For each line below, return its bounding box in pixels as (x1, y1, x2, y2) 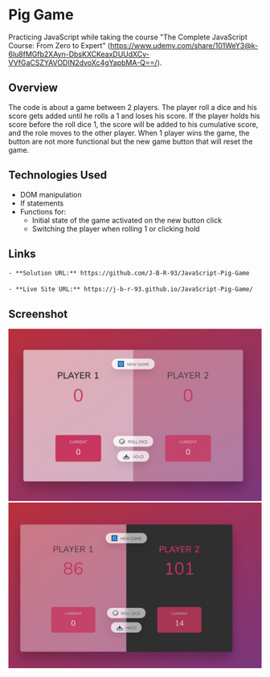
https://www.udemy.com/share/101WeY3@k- (109, 40, 259, 50)
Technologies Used (8, 169, 107, 182)
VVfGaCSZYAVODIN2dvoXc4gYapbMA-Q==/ (8, 58, 158, 67)
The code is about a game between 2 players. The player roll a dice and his (8, 102, 257, 112)
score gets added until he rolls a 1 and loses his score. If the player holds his (8, 111, 261, 120)
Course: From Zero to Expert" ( (8, 40, 111, 50)
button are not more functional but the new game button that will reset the (8, 137, 253, 146)
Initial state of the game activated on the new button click (31, 215, 223, 225)
